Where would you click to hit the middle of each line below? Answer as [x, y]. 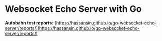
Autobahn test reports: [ [31, 23]
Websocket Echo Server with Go [74, 9]
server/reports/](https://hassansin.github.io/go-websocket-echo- [72, 28]
